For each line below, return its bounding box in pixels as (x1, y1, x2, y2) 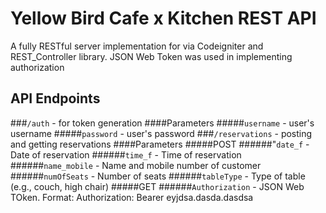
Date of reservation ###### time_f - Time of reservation (10, 148, 242, 161)
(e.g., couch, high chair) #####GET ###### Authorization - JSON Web (10, 180, 305, 192)
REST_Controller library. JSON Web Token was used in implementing (10, 50, 293, 62)
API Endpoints (10, 90, 101, 107)
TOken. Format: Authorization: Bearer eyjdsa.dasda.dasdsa (10, 191, 254, 203)
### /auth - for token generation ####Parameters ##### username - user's (10, 117, 315, 129)
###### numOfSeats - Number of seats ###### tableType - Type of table (10, 170, 306, 182)
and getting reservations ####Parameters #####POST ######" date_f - (10, 138, 310, 150)
